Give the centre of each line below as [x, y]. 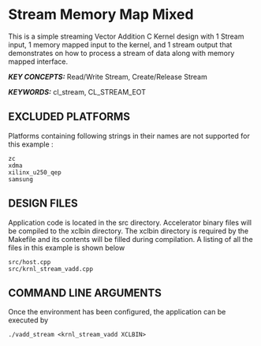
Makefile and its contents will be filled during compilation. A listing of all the [131, 239]
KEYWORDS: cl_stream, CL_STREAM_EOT [77, 91]
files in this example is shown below [67, 247]
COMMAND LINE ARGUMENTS [85, 293]
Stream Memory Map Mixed [101, 15]
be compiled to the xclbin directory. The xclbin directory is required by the [129, 231]
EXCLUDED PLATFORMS [69, 117]
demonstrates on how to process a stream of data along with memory [121, 53]
